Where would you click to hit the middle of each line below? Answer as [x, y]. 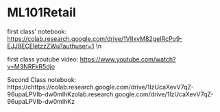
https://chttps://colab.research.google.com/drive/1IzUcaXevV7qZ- [100, 87]
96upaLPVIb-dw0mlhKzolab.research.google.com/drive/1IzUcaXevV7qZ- [110, 94]
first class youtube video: [43, 59]
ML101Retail [42, 13]
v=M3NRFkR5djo [31, 66]
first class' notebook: [37, 31]
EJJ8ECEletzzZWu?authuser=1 [51, 46]
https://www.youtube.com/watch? [128, 59]
